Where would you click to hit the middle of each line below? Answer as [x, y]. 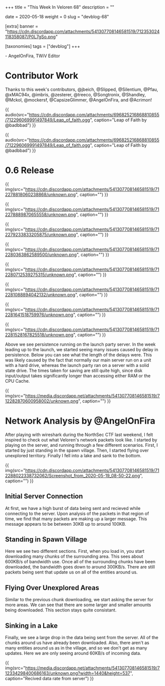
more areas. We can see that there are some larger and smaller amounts [78, 605]
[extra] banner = [22, 26]
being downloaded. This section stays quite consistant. [61, 610]
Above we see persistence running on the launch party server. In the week [81, 344]
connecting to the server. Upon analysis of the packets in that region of [77, 513]
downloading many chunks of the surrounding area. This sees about [74, 556]
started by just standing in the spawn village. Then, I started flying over [77, 450]
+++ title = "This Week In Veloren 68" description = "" [60, 7]
